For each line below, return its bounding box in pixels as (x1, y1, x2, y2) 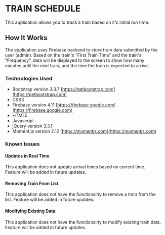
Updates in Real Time (5, 153, 50, 159)
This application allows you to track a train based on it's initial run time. (5, 19, 150, 25)
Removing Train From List (5, 180, 59, 186)
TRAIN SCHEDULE (5, 3, 81, 14)
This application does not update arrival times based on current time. (5, 164, 146, 170)
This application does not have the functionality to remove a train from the (5, 191, 156, 197)
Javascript (12, 118, 34, 124)
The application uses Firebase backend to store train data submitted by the (5, 47, 158, 52)
